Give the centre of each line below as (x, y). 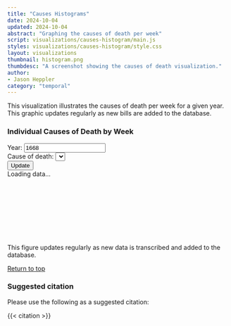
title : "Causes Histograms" (49, 14)
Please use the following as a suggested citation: (78, 302)
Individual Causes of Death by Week (70, 132)
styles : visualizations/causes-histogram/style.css (85, 46)
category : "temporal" (39, 86)
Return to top (26, 268)
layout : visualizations (42, 54)
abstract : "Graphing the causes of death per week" (85, 33)
